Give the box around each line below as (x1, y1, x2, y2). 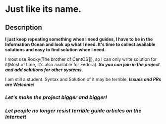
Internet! (5, 113, 27, 120)
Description (5, 23, 42, 32)
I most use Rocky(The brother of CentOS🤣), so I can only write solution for (5, 56, 157, 62)
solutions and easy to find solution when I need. (5, 47, 106, 52)
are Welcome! (5, 82, 35, 87)
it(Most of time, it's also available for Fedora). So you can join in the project (5, 62, 160, 67)
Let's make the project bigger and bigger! (5, 94, 108, 101)
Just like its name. (5, 3, 82, 15)
